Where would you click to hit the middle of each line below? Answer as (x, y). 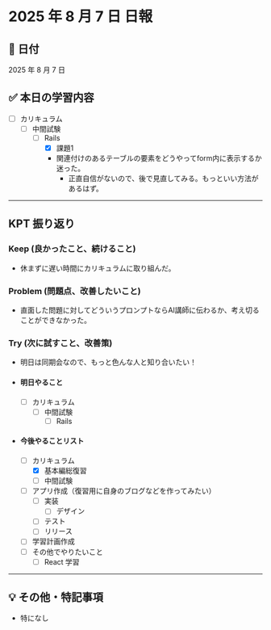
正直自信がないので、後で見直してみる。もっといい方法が (164, 178)
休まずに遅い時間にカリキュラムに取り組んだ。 (98, 268)
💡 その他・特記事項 (56, 597)
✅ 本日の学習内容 (51, 98)
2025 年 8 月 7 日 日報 (81, 17)
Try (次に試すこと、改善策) (60, 342)
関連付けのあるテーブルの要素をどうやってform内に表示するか (159, 158)
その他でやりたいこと (67, 552)
